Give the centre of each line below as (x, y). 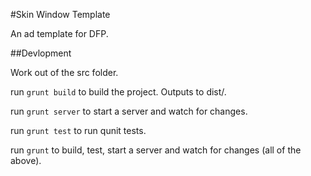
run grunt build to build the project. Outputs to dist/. (118, 92)
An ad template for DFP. (59, 33)
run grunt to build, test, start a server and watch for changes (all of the (156, 150)
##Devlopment (41, 53)
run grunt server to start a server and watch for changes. (129, 111)
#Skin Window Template (60, 14)
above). (26, 160)
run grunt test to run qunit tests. (78, 130)
